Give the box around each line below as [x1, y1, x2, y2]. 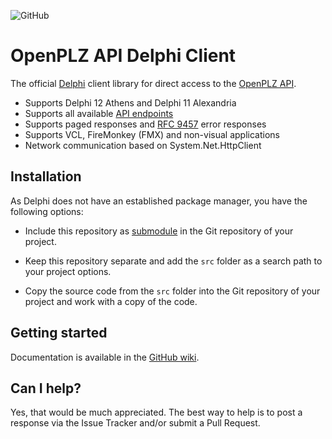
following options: [10, 205, 84, 217]
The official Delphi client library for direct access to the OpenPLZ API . [10, 77, 297, 89]
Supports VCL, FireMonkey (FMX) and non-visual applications [24, 128, 280, 140]
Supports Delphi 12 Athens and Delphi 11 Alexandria [24, 96, 237, 109]
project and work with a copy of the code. [24, 295, 198, 307]
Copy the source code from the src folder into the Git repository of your [24, 285, 321, 297]
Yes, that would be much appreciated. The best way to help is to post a [10, 406, 303, 419]
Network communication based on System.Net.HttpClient [24, 139, 262, 151]
